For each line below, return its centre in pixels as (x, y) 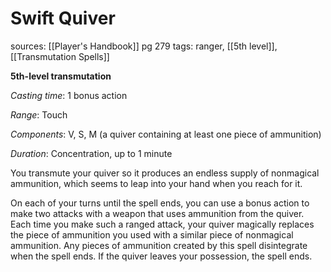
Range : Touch (39, 114)
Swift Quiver (63, 18)
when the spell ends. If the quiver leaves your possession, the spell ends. (161, 256)
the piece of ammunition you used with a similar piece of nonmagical (152, 234)
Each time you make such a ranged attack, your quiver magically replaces (162, 224)
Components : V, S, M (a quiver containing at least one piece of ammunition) (166, 134)
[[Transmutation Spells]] (60, 56)
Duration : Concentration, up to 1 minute (91, 153)
